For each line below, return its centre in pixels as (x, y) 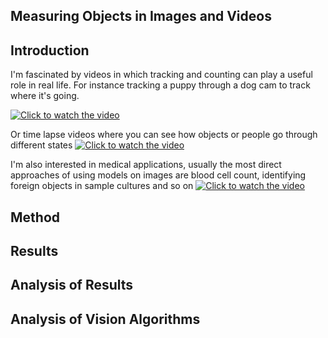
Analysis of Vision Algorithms (105, 319)
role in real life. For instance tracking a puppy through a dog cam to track (160, 85)
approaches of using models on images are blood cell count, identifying (158, 175)
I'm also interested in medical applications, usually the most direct (146, 165)
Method (35, 217)
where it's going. (45, 96)
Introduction (50, 50)
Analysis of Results (72, 285)
